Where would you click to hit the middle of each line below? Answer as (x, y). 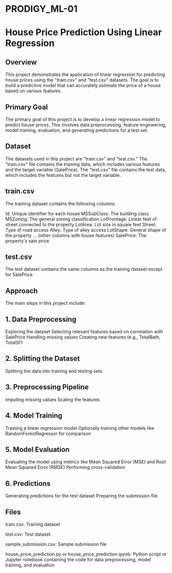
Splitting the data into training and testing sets (54, 371)
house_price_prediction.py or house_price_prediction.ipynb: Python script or (86, 554)
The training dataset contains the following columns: (61, 204)
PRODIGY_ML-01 (41, 9)
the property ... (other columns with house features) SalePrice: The (76, 235)
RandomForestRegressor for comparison (48, 433)
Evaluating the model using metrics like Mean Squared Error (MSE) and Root (86, 462)
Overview (21, 62)
